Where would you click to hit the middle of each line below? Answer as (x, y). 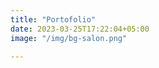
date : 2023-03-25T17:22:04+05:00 (80, 29)
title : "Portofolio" (53, 19)
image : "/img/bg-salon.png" (69, 38)
